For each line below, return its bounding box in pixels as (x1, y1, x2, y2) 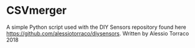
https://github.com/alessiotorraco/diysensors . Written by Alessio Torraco (6, 29, 190, 37)
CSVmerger (6, 4, 67, 17)
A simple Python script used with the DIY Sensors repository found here (6, 23, 186, 31)
